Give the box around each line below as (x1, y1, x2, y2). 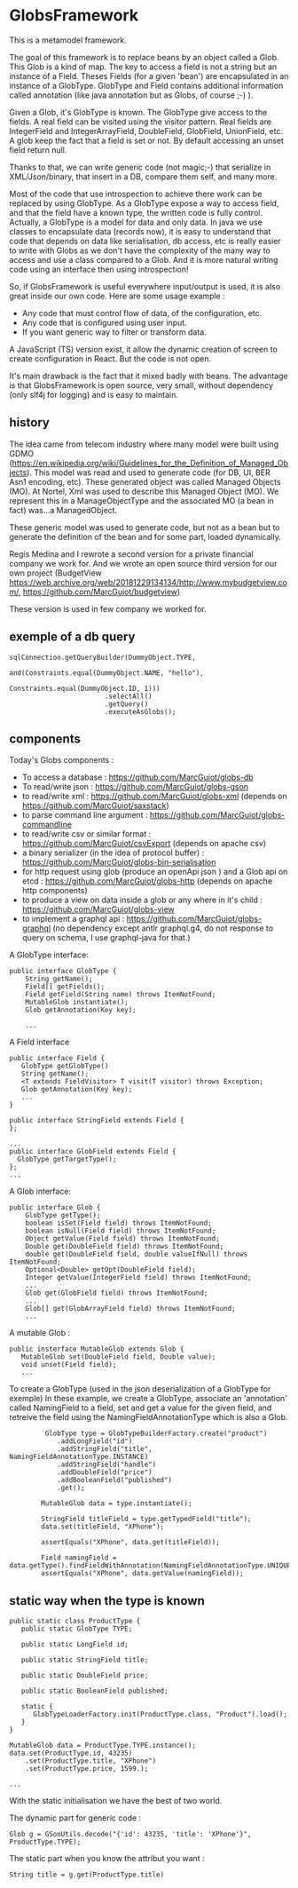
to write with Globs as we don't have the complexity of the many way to (9, 245, 271, 256)
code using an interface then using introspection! (9, 264, 189, 274)
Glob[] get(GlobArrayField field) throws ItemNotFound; (25, 1305, 237, 1313)
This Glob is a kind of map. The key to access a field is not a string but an (9, 61, 278, 72)
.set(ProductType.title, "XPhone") (25, 1757, 157, 1765)
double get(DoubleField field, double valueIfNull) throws (25, 1249, 248, 1259)
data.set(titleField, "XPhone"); (41, 1522, 165, 1532)
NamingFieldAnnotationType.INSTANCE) (9, 1453, 149, 1462)
